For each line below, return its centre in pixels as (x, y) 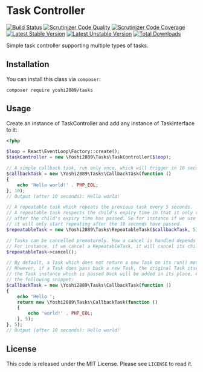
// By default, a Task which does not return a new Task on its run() (97, 263)
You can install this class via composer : (53, 79)
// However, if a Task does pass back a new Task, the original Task (96, 269)
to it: (12, 129)
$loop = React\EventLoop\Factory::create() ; (63, 152)
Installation (28, 64)
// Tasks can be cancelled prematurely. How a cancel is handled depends (101, 240)
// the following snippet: (40, 280)
